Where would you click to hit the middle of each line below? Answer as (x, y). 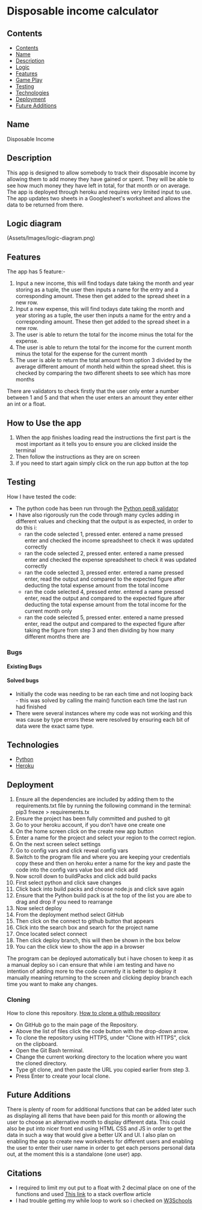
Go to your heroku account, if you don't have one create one (90, 825)
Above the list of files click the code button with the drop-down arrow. (102, 1031)
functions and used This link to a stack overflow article (83, 1194)
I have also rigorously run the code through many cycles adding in (97, 515)
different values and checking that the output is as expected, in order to (104, 521)
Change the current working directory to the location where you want (101, 1057)
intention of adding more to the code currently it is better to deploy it (92, 971)
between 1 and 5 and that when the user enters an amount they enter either (100, 398)
